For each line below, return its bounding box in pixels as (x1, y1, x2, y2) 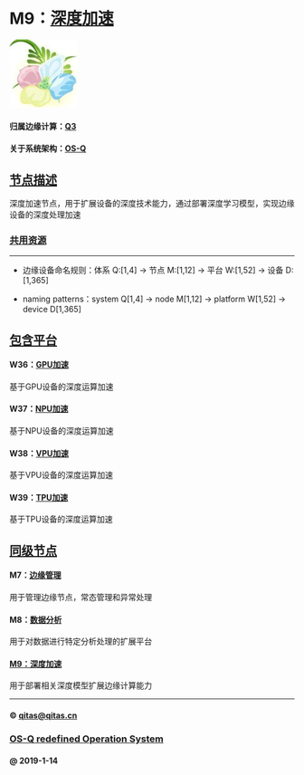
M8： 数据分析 (9, 614, 62, 625)
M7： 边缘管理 (9, 569, 62, 580)
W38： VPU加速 (9, 447, 70, 458)
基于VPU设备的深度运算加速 (9, 470, 114, 481)
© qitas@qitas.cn (9, 710, 78, 721)
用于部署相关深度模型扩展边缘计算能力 (9, 680, 152, 691)
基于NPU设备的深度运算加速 (9, 426, 114, 436)
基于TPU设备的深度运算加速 (9, 513, 113, 525)
